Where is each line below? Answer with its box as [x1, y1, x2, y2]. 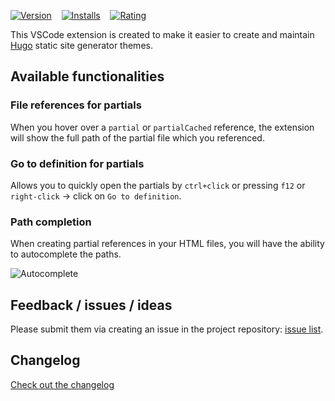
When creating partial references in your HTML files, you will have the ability [10, 238, 325, 250]
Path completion [10, 215, 92, 229]
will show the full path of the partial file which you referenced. [10, 131, 265, 144]
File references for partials [10, 98, 142, 112]
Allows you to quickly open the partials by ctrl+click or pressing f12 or [10, 179, 306, 191]
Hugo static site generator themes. [10, 40, 153, 51]
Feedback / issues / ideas [10, 296, 173, 314]
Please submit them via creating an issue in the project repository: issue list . [10, 323, 324, 335]
